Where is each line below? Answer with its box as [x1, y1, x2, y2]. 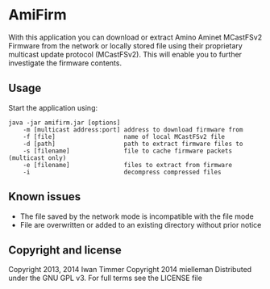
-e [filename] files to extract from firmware [23, 161, 232, 169]
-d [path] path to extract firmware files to [23, 140, 243, 148]
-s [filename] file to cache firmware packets [23, 147, 232, 155]
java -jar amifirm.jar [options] [8, 119, 121, 127]
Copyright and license [8, 243, 123, 257]
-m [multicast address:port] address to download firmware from [23, 125, 243, 134]
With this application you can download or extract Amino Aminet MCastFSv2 [8, 32, 263, 42]
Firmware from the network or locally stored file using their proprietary [8, 40, 243, 50]
